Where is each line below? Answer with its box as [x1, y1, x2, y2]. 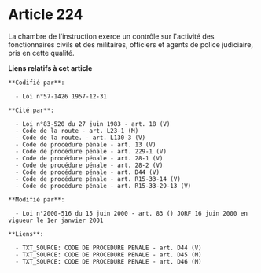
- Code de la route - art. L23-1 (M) [15, 127, 139, 135]
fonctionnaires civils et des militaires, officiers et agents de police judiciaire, [8, 39, 254, 49]
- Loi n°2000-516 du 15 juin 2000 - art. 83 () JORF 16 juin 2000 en [15, 209, 248, 217]
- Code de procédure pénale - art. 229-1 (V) [15, 147, 167, 155]
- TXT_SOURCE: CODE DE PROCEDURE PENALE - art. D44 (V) [15, 244, 202, 252]
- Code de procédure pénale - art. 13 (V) [15, 140, 156, 149]
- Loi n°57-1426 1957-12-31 [15, 92, 108, 100]
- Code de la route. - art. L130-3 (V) [15, 134, 146, 142]
